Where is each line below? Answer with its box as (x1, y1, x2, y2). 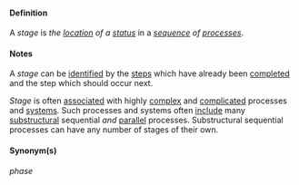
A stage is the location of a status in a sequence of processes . (9, 27, 244, 38)
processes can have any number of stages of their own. (9, 124, 219, 135)
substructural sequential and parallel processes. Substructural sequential (9, 114, 284, 126)
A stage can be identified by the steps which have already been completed (9, 68, 291, 79)
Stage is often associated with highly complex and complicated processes (9, 95, 288, 106)
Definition (9, 7, 48, 18)
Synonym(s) (9, 145, 57, 156)
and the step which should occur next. (9, 78, 154, 89)
